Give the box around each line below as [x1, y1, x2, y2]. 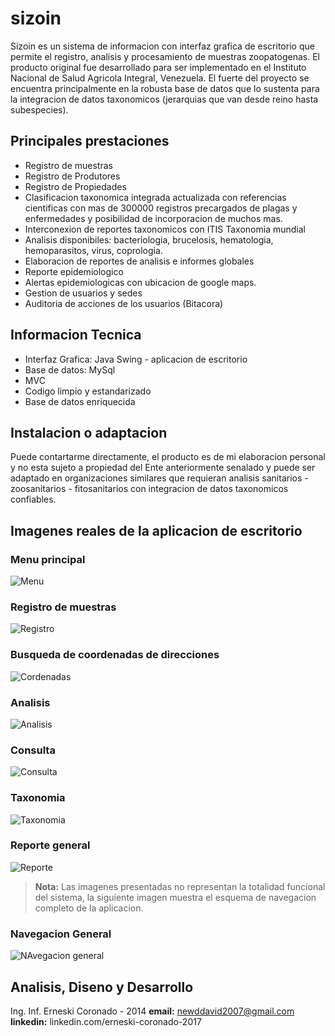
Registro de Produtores [24, 170, 121, 182]
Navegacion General [10, 927, 112, 941]
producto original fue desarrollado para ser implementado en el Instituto [10, 61, 307, 73]
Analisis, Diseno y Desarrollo [10, 978, 194, 996]
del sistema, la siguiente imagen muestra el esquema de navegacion [34, 891, 317, 903]
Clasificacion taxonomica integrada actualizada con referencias [24, 191, 287, 203]
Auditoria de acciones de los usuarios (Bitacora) [24, 297, 224, 309]
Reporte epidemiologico [24, 265, 124, 277]
